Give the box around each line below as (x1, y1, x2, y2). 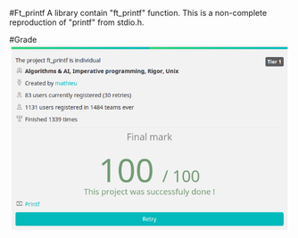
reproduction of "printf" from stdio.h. (9, 17, 145, 28)
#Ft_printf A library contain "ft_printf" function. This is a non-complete (9, 8, 268, 18)
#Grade (9, 35, 37, 45)
